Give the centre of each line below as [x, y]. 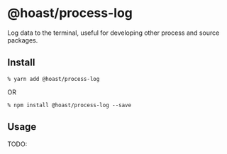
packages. [23, 40]
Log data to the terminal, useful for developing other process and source [113, 33]
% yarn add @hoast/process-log [54, 79]
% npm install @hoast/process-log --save [70, 105]
